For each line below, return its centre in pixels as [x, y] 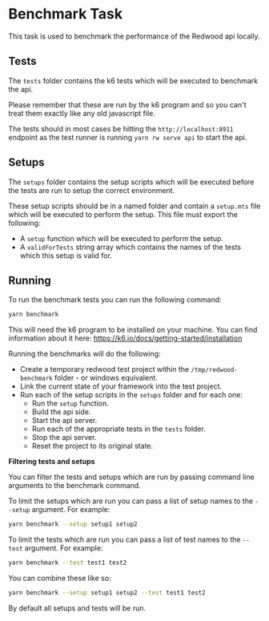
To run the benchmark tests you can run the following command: [115, 300]
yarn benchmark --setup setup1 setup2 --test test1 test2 [107, 593]
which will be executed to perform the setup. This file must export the [123, 214]
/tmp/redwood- [215, 370]
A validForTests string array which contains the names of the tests [130, 247]
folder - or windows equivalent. [106, 378]
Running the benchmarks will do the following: [85, 354]
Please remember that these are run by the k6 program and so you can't [127, 104]
